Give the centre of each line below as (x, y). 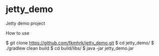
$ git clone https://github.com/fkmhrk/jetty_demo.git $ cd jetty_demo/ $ (80, 43)
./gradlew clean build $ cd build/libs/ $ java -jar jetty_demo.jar (70, 48)
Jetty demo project (25, 23)
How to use (18, 33)
